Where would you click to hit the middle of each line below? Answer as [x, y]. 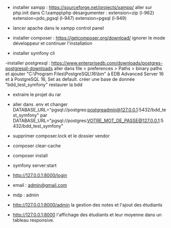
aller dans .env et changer [40, 104]
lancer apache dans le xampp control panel [58, 28]
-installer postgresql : [28, 63]
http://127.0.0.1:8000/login [40, 175]
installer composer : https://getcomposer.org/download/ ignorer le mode [89, 38]
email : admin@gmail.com [40, 185]
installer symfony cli [34, 53]
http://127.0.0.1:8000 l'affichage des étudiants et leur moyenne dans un [87, 215]
